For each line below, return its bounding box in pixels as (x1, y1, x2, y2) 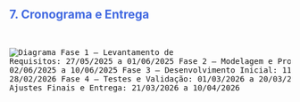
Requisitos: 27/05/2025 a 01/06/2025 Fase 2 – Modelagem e (9, 56, 274, 66)
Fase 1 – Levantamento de (60, 47, 174, 57)
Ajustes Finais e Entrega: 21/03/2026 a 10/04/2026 (9, 82, 241, 92)
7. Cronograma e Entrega (9, 7, 150, 22)
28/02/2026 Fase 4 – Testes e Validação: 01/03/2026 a (9, 74, 254, 83)
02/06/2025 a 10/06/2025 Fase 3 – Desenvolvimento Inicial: (9, 65, 279, 75)
